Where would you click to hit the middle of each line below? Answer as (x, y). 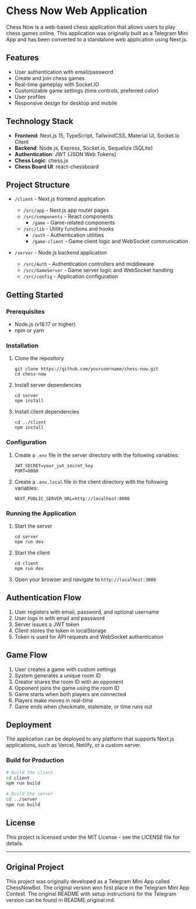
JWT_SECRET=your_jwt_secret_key (54, 466)
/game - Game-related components (73, 223)
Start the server (33, 526)
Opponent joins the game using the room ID (67, 688)
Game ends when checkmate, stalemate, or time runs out (83, 707)
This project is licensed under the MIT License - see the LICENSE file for (93, 837)
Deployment (29, 724)
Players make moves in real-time (54, 700)
